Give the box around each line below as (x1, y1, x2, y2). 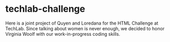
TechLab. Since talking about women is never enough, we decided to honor (5, 25, 165, 31)
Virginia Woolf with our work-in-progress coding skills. (5, 31, 120, 37)
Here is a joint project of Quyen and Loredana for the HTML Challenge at (5, 20, 159, 26)
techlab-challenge (5, 3, 86, 15)
